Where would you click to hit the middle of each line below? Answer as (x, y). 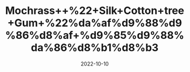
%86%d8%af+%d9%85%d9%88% (95, 35)
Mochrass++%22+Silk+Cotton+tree (95, 11)
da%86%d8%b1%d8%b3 (95, 48)
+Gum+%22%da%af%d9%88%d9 (95, 23)
